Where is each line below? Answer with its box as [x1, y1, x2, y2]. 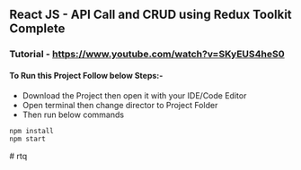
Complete [9, 21, 66, 37]
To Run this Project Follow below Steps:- [9, 70, 164, 81]
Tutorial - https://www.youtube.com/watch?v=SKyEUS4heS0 [9, 48, 285, 61]
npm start [9, 134, 47, 144]
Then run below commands [22, 109, 124, 120]
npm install [9, 126, 54, 135]
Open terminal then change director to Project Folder [22, 99, 218, 110]
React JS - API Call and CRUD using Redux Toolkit [9, 7, 292, 22]
